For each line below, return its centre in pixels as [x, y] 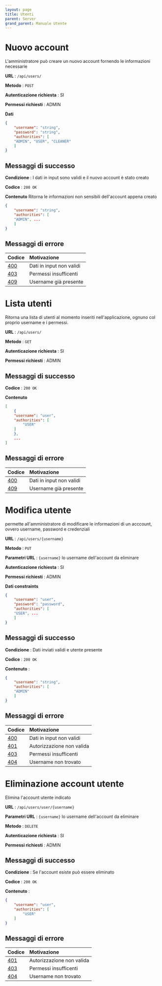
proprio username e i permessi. [37, 323]
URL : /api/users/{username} [34, 538]
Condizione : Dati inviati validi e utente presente [54, 649]
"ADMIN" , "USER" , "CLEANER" [42, 141]
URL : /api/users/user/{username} [40, 807]
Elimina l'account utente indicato [38, 797]
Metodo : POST [19, 85]
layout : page [18, 10]
